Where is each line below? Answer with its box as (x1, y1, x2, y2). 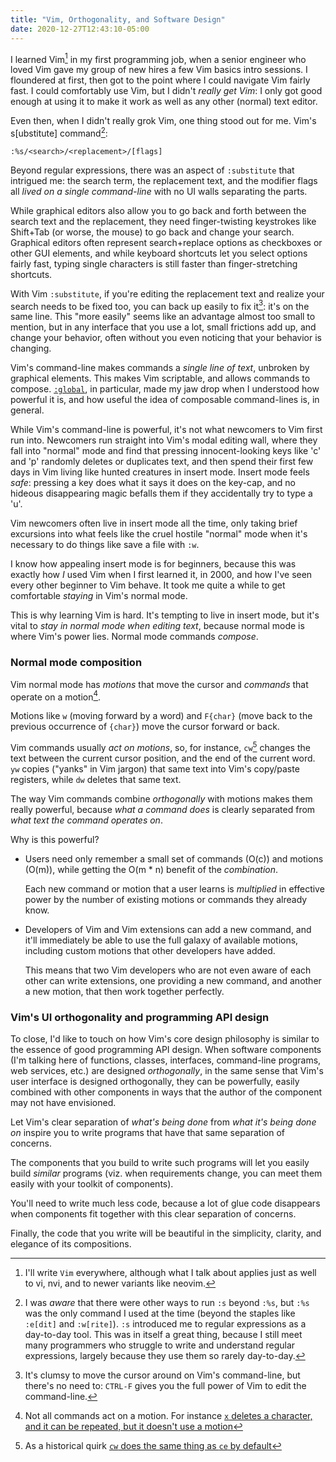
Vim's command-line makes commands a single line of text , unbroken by (10, 362, 310, 374)
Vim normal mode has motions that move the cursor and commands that (10, 678, 309, 690)
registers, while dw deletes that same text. (10, 774, 182, 786)
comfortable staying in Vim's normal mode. (10, 590, 188, 602)
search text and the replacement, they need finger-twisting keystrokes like (10, 215, 317, 227)
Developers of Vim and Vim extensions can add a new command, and (24, 924, 312, 936)
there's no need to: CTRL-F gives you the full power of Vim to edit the (24, 1380, 307, 1392)
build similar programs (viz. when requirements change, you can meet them (10, 1167, 323, 1180)
